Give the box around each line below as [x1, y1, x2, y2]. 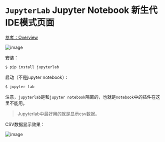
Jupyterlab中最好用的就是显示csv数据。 [17, 111, 100, 117]
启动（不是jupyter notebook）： [5, 74, 69, 80]
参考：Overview [5, 34, 38, 40]
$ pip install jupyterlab [5, 64, 59, 70]
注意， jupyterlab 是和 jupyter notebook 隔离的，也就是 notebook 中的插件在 [5, 94, 156, 100]
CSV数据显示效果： [5, 121, 45, 127]
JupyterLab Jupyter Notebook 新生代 [5, 4, 157, 16]
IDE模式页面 [5, 17, 55, 28]
